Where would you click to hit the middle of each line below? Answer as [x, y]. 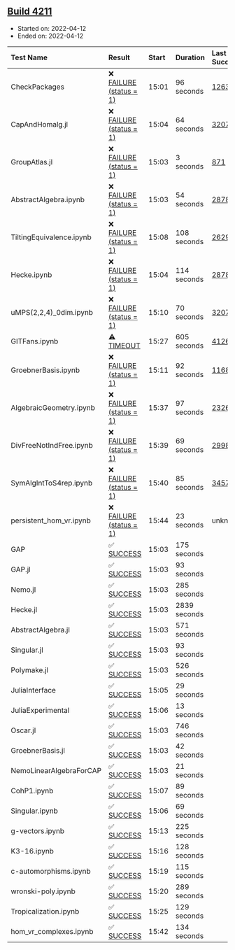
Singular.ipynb [34, 811]
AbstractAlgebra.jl [40, 630]
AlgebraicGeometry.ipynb [53, 407]
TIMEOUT [124, 346]
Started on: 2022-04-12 [51, 28]
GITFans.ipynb [35, 341]
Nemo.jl [23, 589]
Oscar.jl [23, 730]
